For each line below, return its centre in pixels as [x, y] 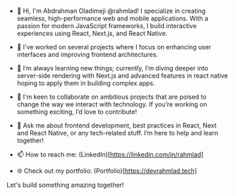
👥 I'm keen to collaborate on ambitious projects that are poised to [112, 97]
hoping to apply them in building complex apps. [86, 83]
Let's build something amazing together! [65, 185]
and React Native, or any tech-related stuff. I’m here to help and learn [117, 133]
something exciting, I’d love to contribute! [77, 112]
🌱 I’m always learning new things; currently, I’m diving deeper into [113, 68]
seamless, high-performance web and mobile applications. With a [113, 18]
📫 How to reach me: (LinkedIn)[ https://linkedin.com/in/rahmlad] [110, 154]
